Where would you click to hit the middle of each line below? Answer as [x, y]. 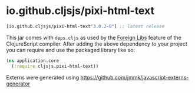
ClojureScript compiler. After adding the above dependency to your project [97, 44]
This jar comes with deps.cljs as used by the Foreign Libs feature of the [94, 37]
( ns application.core [33, 61]
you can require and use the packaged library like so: [71, 50]
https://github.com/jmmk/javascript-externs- [135, 77]
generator [18, 84]
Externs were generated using [43, 77]
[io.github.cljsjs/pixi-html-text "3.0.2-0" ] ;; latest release [85, 26]
